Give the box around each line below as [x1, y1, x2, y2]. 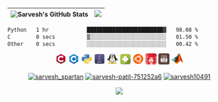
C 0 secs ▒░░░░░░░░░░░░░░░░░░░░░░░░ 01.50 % [7, 33, 199, 40]
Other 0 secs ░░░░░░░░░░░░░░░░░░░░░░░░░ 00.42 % [7, 40, 199, 47]
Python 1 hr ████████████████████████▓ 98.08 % [7, 26, 199, 33]
